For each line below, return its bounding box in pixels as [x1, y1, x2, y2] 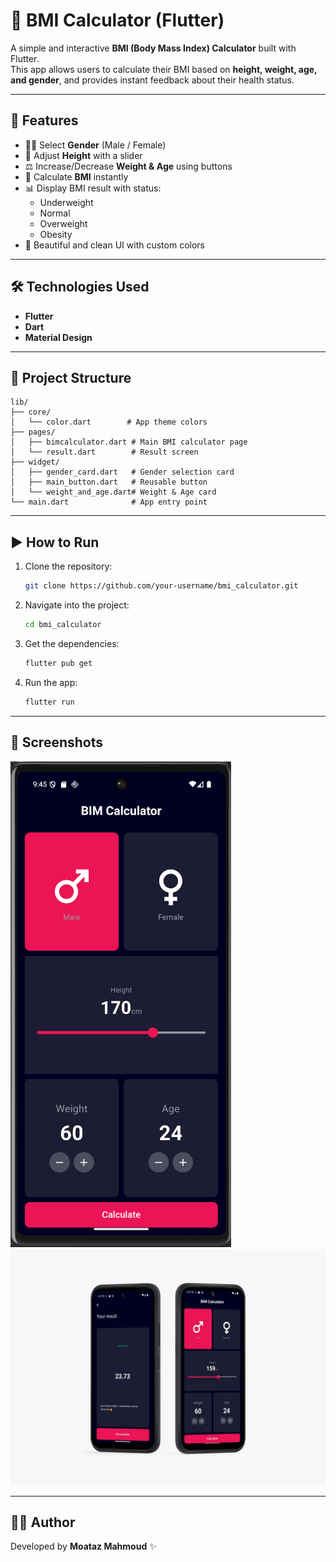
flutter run [24, 697, 75, 707]
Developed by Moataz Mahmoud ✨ [10, 1540, 157, 1553]
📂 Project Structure [10, 369, 132, 386]
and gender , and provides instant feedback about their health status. [10, 74, 295, 86]
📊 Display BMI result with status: [24, 182, 162, 194]
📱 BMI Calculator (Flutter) [10, 9, 225, 32]
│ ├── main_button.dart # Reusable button [10, 477, 208, 488]
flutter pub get [24, 658, 93, 668]
